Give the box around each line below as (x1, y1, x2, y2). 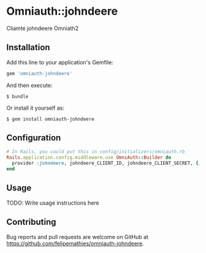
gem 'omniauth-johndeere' (6, 70, 72, 77)
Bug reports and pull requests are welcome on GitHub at (6, 233, 149, 240)
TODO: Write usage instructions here (6, 199, 99, 206)
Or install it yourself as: (6, 104, 64, 111)
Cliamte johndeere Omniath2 (6, 25, 78, 32)
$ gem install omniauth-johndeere (6, 116, 95, 122)
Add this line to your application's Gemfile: (6, 58, 113, 66)
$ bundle (6, 93, 29, 99)
